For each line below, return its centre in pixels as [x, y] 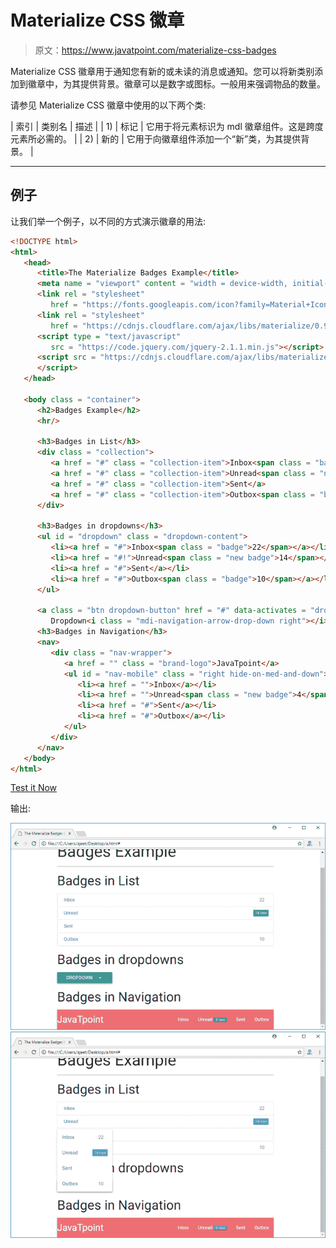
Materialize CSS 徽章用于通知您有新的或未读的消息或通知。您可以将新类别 [162, 71]
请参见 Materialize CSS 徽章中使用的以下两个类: [108, 105]
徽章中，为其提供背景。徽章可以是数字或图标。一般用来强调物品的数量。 [176, 83]
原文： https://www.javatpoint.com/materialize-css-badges [155, 50]
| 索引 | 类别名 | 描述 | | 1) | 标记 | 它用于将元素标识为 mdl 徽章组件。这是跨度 [167, 126]
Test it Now [34, 788]
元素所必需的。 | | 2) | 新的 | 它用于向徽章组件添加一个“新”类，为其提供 [156, 138]
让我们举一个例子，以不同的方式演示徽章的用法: [108, 221]
